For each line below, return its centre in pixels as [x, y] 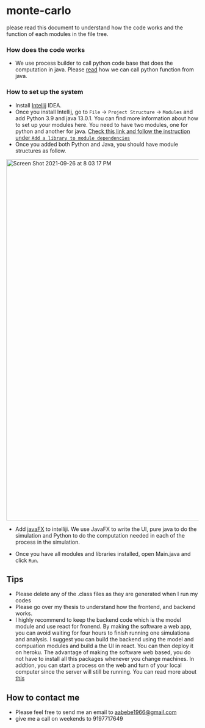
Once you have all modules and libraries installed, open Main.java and [103, 553]
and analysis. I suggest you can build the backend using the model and [104, 640]
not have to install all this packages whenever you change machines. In [104, 659]
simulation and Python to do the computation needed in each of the [100, 535]
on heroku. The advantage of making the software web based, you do [103, 652]
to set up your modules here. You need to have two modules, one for [101, 124]
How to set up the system [45, 92]
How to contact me [43, 697]
